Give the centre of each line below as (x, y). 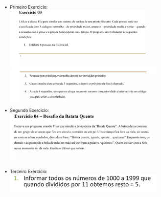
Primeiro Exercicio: (29, 7)
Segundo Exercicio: (29, 110)
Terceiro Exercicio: (29, 171)
